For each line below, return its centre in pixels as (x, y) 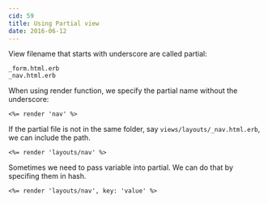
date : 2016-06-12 (38, 31)
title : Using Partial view (54, 23)
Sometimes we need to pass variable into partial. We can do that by (121, 167)
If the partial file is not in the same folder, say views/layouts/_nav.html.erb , (134, 129)
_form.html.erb (34, 69)
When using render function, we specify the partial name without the (123, 91)
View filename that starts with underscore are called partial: (108, 54)
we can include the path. (49, 137)
